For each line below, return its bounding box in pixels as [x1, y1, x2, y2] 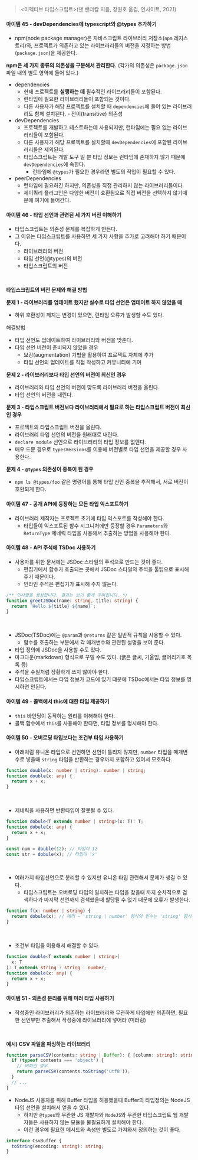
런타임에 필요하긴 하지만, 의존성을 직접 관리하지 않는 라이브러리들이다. [23, 182, 184, 189]
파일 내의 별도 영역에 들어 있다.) [6, 69, 79, 76]
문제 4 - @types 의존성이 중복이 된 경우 [6, 466, 94, 473]
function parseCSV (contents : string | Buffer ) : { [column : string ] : [6, 1052, 178, 1058]
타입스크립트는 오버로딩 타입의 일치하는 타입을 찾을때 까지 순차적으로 [23, 889, 181, 896]
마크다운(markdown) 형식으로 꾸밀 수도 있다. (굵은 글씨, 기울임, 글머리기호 [14, 654, 186, 661]
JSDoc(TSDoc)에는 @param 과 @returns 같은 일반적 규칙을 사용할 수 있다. [14, 631, 182, 638]
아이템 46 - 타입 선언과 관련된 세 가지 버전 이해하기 [6, 211, 122, 218]
